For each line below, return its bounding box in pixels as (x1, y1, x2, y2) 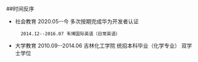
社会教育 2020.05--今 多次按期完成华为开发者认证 (14, 18, 139, 25)
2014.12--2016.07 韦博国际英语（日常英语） (20, 31, 120, 37)
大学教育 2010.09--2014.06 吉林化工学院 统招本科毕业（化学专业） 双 (14, 42, 187, 49)
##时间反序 (6, 5, 34, 12)
